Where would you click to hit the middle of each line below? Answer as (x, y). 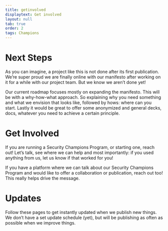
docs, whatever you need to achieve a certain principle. (63, 113)
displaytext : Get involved (33, 14)
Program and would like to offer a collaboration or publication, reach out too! (84, 172)
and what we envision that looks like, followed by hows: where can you (78, 102)
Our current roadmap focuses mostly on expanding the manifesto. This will (82, 92)
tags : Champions (22, 33)
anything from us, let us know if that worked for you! (59, 157)
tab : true (16, 24)
